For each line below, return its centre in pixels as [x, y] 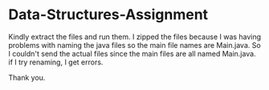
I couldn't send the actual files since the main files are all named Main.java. [132, 53]
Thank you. [27, 77]
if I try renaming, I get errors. [56, 62]
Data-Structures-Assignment [108, 15]
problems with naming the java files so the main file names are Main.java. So [134, 45]
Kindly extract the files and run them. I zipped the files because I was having [135, 37]
